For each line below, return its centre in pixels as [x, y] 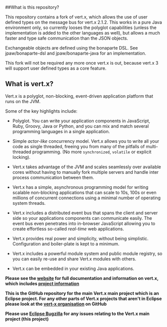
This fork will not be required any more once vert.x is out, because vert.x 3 [82, 63]
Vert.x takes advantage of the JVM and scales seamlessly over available [86, 167]
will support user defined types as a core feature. [56, 68]
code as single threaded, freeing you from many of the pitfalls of [79, 146]
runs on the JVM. [23, 101]
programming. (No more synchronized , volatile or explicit [92, 152]
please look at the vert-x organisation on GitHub [56, 304]
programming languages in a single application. [61, 131]
